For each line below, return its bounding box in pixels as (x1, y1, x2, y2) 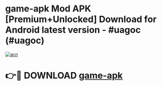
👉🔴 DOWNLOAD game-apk (5, 70, 123, 81)
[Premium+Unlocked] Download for (5, 13, 157, 25)
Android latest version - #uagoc (5, 24, 141, 35)
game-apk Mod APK (5, 3, 92, 14)
